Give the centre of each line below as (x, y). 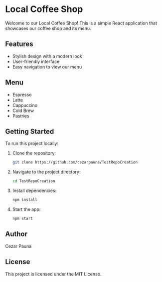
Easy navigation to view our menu (47, 66)
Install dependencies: (34, 190)
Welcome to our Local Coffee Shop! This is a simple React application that (81, 23)
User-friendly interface (36, 61)
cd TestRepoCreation (34, 181)
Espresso (22, 94)
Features (19, 44)
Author (16, 234)
